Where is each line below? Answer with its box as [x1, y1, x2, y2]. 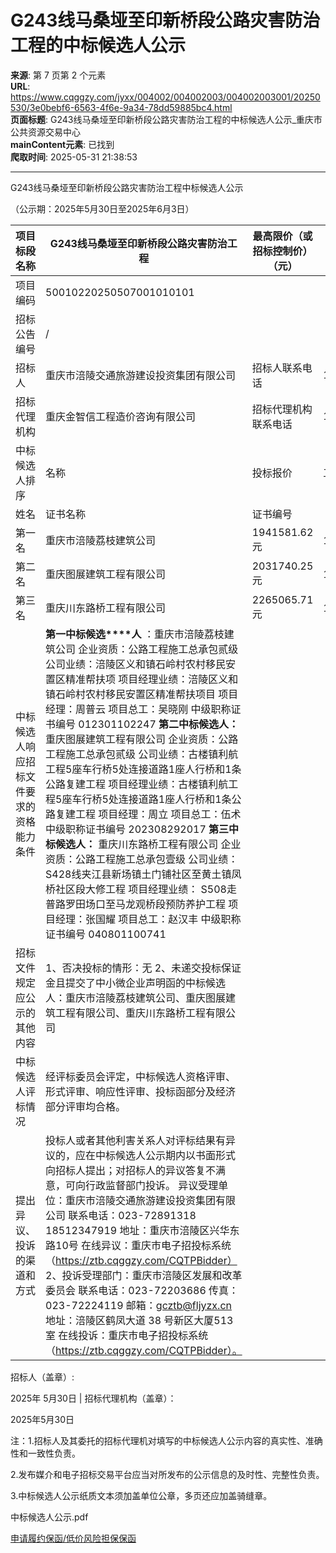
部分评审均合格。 [45, 1099, 127, 1113]
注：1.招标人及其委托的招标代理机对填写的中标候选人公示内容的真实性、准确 [10, 1434, 323, 1446]
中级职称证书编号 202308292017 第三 [45, 822, 230, 836]
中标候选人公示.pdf [10, 1511, 89, 1523]
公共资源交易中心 [10, 126, 81, 138]
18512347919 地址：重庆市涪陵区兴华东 [45, 1223, 240, 1237]
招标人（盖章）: [10, 1371, 75, 1383]
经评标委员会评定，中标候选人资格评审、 [45, 1069, 237, 1083]
